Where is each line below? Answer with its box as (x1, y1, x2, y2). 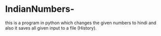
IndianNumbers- (5, 3, 75, 15)
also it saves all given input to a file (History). (5, 25, 97, 31)
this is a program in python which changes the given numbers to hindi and (5, 20, 157, 26)
